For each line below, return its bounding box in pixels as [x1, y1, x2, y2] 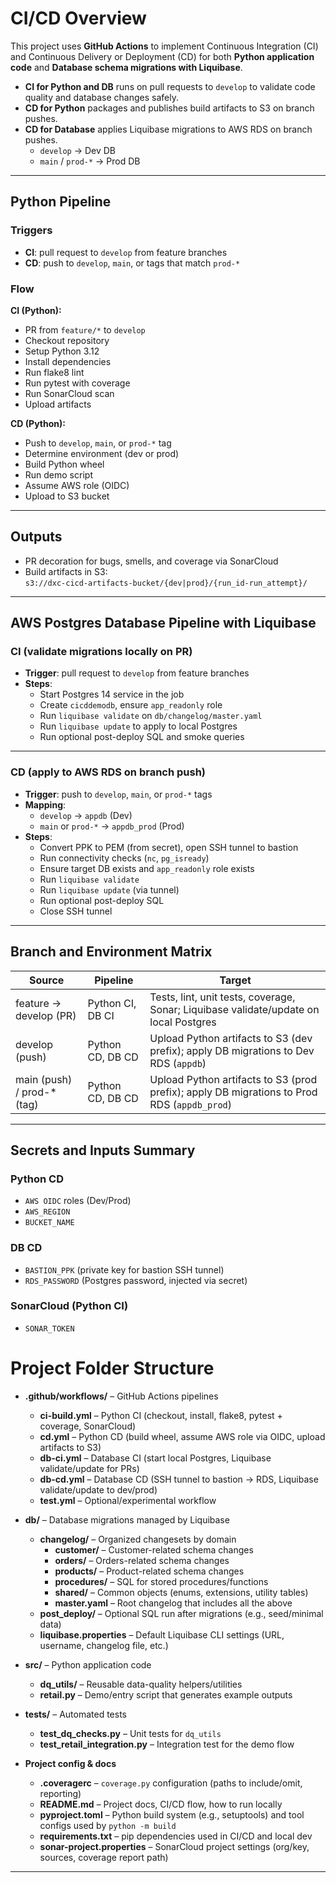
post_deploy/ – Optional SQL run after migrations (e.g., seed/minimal [39, 1607, 324, 1619]
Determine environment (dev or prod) [24, 447, 180, 459]
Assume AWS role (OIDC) [24, 479, 130, 491]
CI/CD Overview [10, 7, 147, 30]
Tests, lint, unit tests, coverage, [149, 990, 296, 1004]
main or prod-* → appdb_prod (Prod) [39, 820, 185, 832]
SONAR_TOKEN [24, 1323, 75, 1334]
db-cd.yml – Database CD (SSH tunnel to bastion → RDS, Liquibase [39, 1473, 319, 1485]
